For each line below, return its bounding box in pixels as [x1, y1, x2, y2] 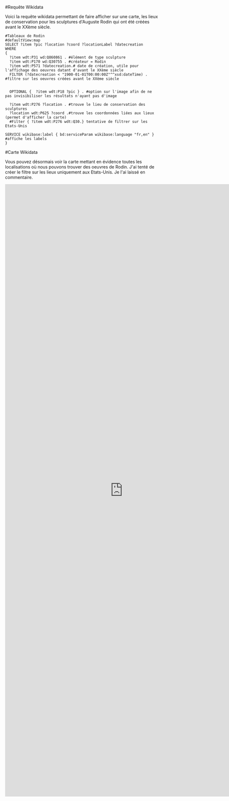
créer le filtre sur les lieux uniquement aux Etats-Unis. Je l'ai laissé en [5, 169, 145, 175]
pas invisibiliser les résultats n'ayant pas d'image [5, 94, 117, 98]
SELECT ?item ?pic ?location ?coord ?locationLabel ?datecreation [5, 42, 143, 47]
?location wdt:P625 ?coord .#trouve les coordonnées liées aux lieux [9, 111, 154, 116]
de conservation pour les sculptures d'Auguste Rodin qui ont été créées [5, 19, 150, 24]
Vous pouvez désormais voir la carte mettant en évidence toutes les [5, 159, 142, 165]
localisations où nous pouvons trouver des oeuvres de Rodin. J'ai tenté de [5, 164, 155, 170]
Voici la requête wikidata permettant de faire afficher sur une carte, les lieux [5, 14, 158, 19]
